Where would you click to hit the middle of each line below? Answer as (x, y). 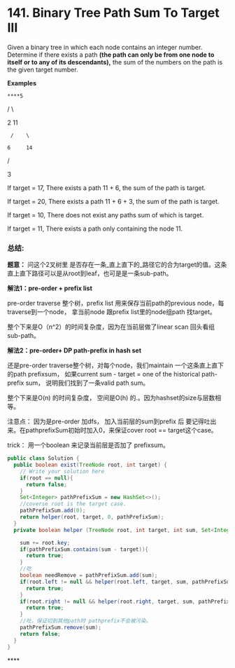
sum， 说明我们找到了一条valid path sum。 (87, 383)
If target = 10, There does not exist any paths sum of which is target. (106, 214)
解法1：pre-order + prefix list (50, 288)
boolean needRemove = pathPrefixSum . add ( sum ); (89, 575)
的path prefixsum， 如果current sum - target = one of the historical (104, 374)
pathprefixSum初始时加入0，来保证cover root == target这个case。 (122, 430)
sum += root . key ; (45, 543)
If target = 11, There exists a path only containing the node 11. (95, 229)
